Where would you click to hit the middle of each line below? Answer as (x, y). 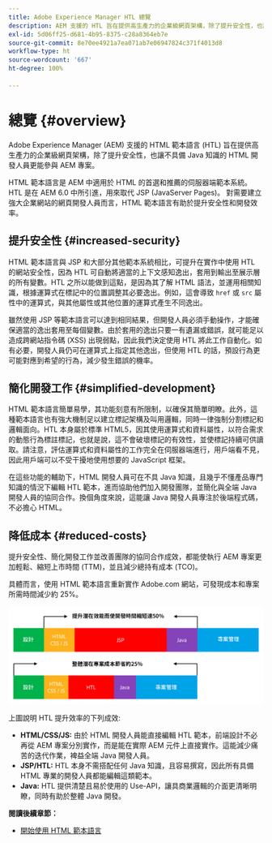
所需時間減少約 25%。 (46, 594)
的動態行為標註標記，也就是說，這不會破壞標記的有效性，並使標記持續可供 (132, 440)
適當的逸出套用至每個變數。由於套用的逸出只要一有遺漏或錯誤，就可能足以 (139, 329)
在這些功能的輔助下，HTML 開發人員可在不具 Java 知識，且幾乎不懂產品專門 (136, 477)
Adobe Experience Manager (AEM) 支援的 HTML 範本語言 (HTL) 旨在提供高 (134, 144)
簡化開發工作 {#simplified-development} (112, 388)
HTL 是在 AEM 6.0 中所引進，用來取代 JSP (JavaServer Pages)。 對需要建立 (135, 192)
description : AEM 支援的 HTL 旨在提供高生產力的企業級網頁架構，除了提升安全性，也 (136, 26)
